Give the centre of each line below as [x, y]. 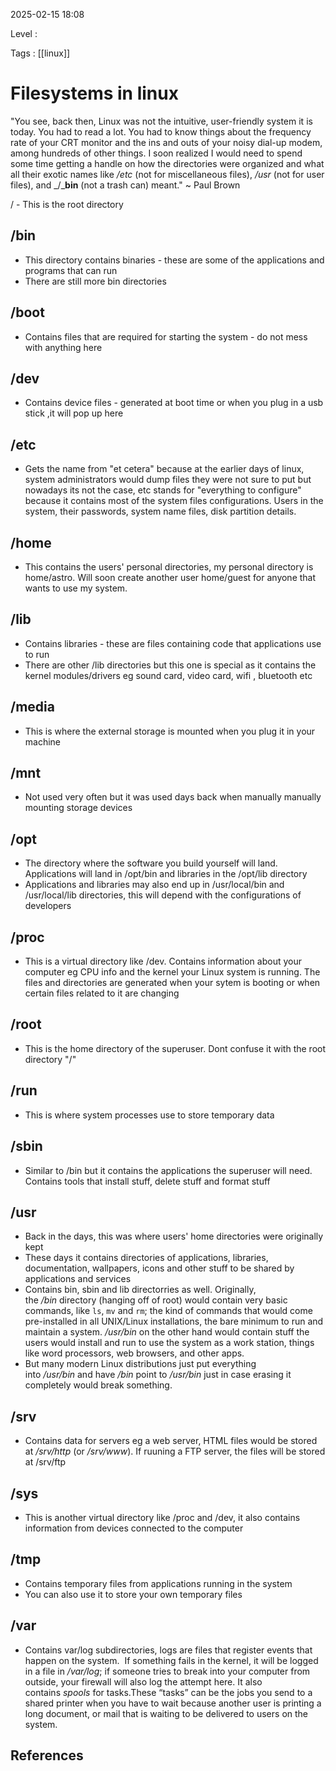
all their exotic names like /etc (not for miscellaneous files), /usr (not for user [167, 174]
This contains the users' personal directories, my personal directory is [169, 567]
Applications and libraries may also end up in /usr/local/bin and [154, 885]
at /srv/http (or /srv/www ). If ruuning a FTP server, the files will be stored [175, 1451]
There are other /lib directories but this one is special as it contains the [170, 665]
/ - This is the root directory [67, 204]
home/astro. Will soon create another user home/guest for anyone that [170, 577]
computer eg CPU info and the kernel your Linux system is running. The [172, 972]
